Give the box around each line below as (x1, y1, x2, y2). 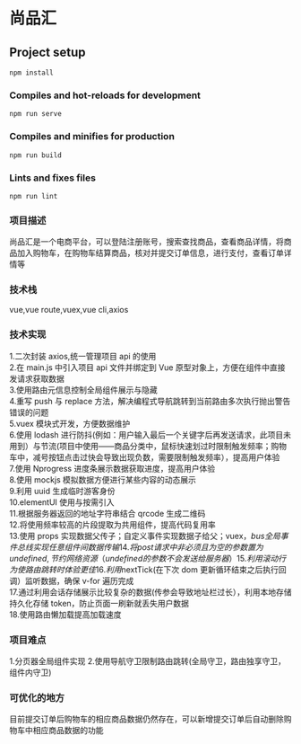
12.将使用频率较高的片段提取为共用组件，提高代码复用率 (9, 518, 217, 530)
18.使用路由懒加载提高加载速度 (9, 608, 123, 620)
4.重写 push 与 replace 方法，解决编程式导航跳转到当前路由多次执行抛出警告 (9, 395, 291, 406)
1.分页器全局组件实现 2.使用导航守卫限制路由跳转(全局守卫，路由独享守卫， (9, 656, 287, 667)
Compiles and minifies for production (9, 130, 175, 143)
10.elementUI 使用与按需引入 (9, 496, 115, 508)
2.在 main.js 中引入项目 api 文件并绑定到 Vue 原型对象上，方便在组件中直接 (9, 361, 286, 373)
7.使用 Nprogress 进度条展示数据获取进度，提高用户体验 (9, 463, 216, 474)
